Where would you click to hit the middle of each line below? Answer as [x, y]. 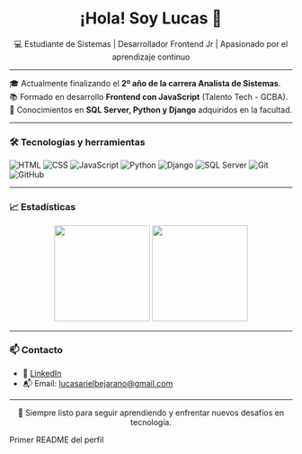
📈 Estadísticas [43, 207]
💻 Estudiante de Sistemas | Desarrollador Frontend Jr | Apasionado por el [151, 43]
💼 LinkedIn [42, 373]
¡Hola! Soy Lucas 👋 [151, 18]
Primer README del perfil [57, 440]
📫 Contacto [36, 350]
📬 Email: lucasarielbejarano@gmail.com [98, 383]
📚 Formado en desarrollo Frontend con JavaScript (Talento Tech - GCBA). [149, 96]
